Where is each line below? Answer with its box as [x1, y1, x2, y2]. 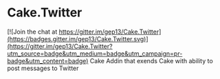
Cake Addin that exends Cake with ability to [89, 56, 213, 65]
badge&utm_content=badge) [7, 56, 89, 65]
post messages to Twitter [7, 64, 79, 72]
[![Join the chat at [7, 27, 58, 36]
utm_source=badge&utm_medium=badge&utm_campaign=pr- [7, 49, 183, 58]
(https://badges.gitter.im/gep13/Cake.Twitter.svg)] [7, 34, 149, 43]
